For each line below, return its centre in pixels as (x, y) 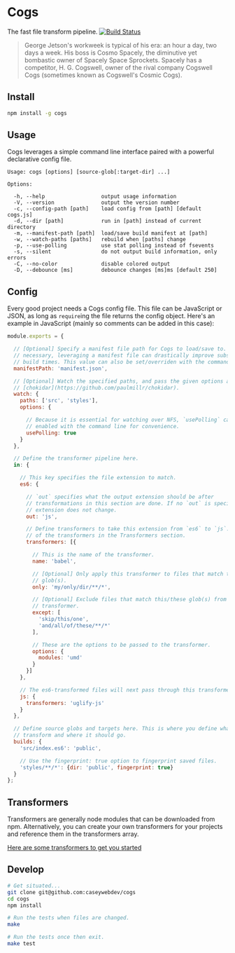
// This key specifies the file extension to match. (98, 478)
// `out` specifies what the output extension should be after (120, 497)
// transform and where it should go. (70, 735)
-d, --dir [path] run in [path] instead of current (107, 221)
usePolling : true (51, 433)
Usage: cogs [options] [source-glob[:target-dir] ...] (89, 172)
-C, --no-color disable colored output (92, 264)
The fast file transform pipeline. (52, 32)
